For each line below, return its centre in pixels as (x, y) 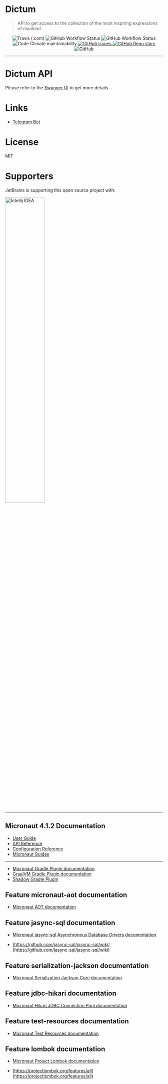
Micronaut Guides (31, 854)
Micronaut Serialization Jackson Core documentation (67, 977)
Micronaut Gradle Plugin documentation (53, 868)
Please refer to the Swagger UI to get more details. (57, 87)
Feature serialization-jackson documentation (77, 965)
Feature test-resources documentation (67, 1021)
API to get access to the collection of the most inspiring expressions (87, 23)
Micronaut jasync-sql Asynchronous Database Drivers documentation (84, 935)
